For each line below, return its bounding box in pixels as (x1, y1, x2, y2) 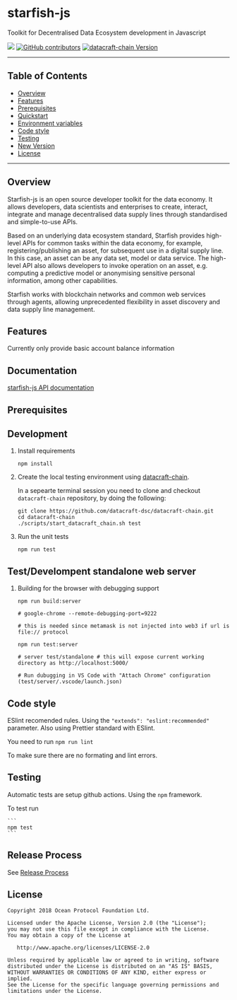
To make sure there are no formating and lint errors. (7, 751, 157, 760)
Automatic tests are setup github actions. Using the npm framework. (7, 790, 202, 798)
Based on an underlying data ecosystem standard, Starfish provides (7, 231, 205, 240)
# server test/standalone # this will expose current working (17, 653, 205, 661)
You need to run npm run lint (7, 738, 94, 746)
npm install (17, 460, 53, 467)
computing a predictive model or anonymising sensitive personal (7, 269, 195, 277)
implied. (7, 975, 33, 982)
